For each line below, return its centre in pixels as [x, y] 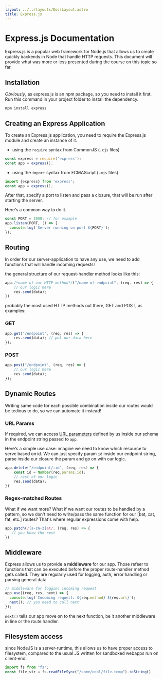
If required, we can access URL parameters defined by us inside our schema [82, 434]
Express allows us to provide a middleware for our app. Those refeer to [77, 564]
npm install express [26, 108]
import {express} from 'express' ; [40, 181]
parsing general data [26, 580]
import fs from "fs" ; [27, 667]
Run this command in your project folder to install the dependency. [72, 99]
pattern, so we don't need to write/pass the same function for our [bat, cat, [80, 514]
